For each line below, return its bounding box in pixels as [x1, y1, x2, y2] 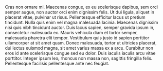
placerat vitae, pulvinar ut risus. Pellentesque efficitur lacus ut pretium [5, 14, 146, 20]
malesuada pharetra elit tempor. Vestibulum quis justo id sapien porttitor [5, 35, 149, 41]
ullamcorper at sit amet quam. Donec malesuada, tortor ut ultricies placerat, [5, 40, 157, 45]
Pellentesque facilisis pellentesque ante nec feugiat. [5, 60, 109, 66]
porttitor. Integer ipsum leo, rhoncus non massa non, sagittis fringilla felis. [5, 56, 153, 61]
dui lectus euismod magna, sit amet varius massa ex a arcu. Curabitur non [5, 45, 153, 51]
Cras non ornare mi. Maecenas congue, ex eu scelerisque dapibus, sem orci [5, 4, 158, 10]
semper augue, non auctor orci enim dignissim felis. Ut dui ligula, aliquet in [5, 9, 155, 15]
